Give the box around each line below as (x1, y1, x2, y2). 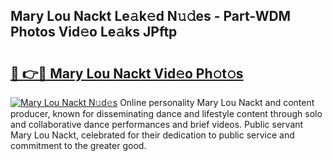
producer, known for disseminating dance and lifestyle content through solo (10, 108, 323, 119)
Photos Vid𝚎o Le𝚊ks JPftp (10, 24, 178, 41)
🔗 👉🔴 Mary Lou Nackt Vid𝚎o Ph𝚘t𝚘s (10, 65, 244, 82)
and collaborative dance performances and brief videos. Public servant (10, 119, 304, 130)
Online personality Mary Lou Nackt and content (119, 97, 315, 108)
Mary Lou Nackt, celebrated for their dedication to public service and (10, 129, 295, 141)
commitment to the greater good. (10, 140, 147, 151)
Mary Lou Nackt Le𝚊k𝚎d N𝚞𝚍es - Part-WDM (10, 8, 292, 25)
